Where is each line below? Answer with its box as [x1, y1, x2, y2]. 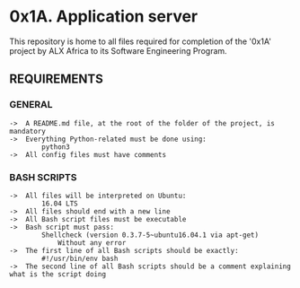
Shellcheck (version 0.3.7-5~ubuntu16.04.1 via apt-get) [41, 231, 259, 240]
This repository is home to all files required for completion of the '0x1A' [9, 36, 272, 47]
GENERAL [9, 99, 53, 111]
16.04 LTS [41, 199, 78, 208]
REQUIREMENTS [9, 72, 103, 87]
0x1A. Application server [9, 6, 199, 27]
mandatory [9, 127, 47, 135]
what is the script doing [9, 269, 106, 279]
